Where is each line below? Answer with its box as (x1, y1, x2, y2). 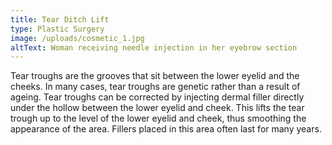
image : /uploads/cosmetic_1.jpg (10, 33, 145, 43)
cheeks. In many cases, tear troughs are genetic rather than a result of (10, 81, 301, 93)
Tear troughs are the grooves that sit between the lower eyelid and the (10, 70, 300, 82)
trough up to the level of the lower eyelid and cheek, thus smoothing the (10, 112, 307, 125)
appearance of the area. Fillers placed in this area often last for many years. (10, 123, 322, 135)
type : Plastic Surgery (10, 24, 105, 34)
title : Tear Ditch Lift (10, 14, 110, 25)
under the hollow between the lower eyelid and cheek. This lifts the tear (10, 102, 305, 114)
